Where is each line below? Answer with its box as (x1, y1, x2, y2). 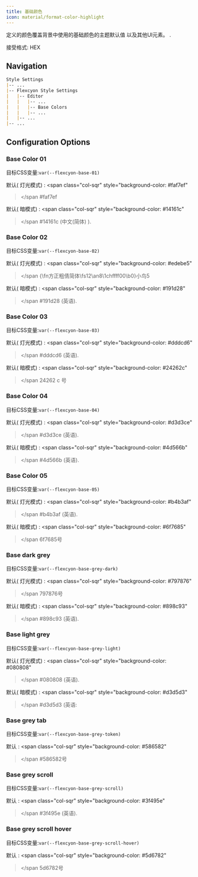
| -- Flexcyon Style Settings (6, 88, 78, 94)
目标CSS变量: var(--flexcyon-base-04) (6, 406, 100, 413)
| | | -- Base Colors (6, 104, 67, 110)
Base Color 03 (6, 312, 48, 321)
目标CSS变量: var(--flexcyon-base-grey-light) (6, 644, 121, 651)
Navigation (6, 61, 47, 71)
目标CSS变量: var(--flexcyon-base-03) (6, 327, 100, 334)
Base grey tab (6, 716, 47, 724)
